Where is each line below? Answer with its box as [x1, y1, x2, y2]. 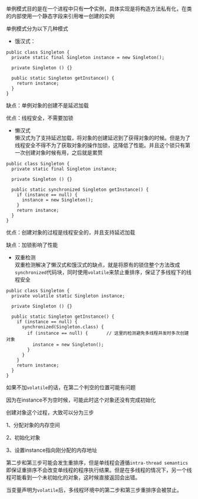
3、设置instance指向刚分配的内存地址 [6, 446, 97, 454]
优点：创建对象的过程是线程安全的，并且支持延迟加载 [6, 229, 136, 236]
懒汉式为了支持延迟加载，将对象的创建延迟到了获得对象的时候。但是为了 [14, 135, 190, 141]
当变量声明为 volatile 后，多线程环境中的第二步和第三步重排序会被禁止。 [6, 487, 183, 493]
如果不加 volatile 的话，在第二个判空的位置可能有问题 [6, 384, 136, 391]
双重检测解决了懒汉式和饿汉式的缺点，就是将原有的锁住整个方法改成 [14, 262, 180, 268]
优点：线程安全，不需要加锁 [6, 115, 74, 121]
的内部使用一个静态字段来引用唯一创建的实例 [6, 12, 115, 19]
